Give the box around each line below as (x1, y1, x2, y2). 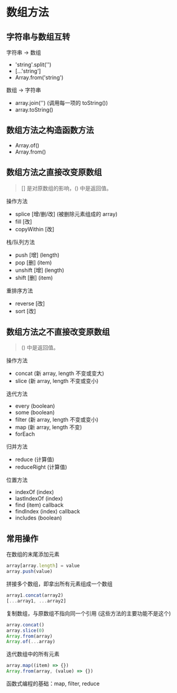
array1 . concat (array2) (6, 592, 64, 598)
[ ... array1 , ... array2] (6, 598, 67, 604)
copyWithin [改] (15, 225, 55, 232)
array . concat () (6, 621, 45, 628)
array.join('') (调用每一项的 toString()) (15, 100, 108, 106)
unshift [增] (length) (15, 266, 65, 274)
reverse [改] (15, 300, 45, 307)
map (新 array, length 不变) (15, 424, 82, 431)
